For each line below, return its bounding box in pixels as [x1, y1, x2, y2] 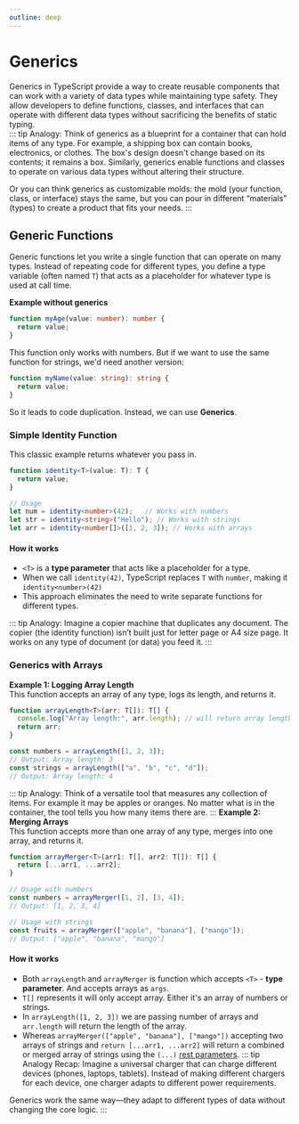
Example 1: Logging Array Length [9, 679, 134, 690]
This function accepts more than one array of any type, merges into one [9, 826, 273, 836]
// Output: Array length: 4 [9, 771, 114, 780]
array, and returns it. [9, 835, 85, 846]
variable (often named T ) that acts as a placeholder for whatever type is [9, 271, 271, 281]
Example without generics [9, 297, 109, 308]
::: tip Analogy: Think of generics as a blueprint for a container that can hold [9, 128, 287, 139]
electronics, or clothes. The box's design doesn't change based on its [9, 147, 265, 158]
